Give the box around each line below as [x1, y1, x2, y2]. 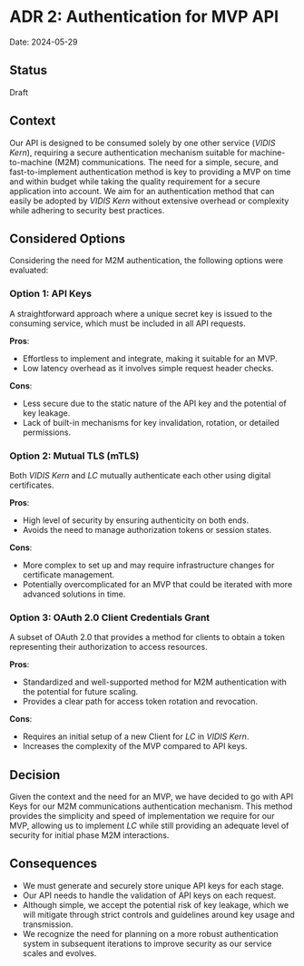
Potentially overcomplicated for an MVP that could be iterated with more [22, 578, 293, 589]
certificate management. [22, 569, 115, 580]
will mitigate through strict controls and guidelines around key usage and [22, 909, 295, 920]
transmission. [22, 919, 74, 930]
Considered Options [9, 231, 125, 246]
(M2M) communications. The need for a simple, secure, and [54, 156, 279, 167]
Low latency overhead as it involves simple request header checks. [22, 362, 274, 373]
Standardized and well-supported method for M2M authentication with [22, 676, 288, 687]
